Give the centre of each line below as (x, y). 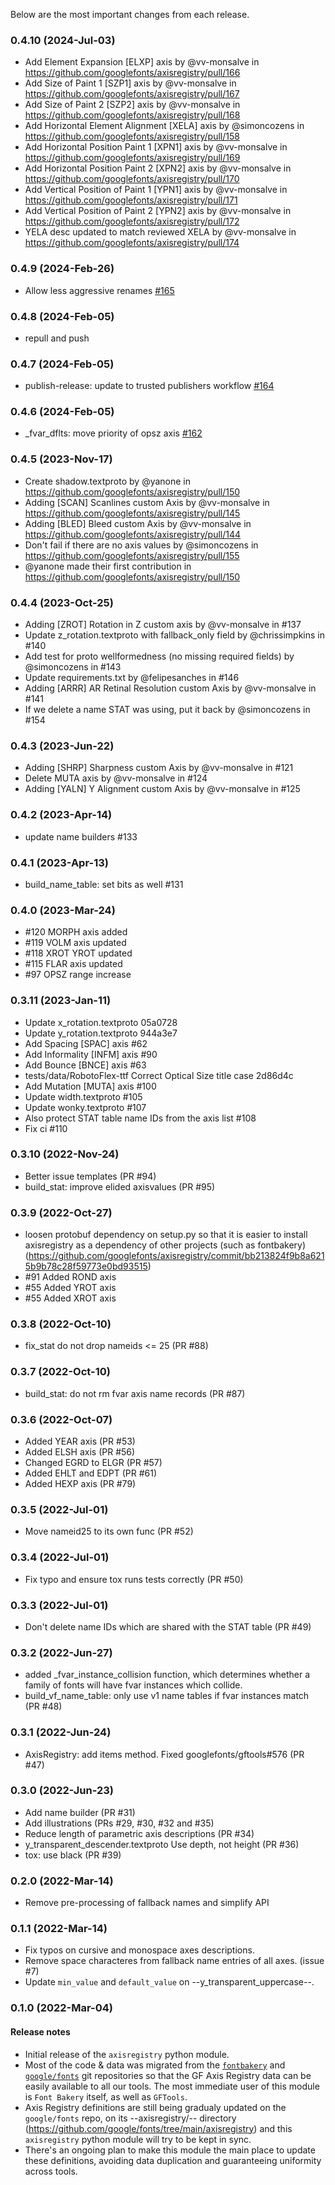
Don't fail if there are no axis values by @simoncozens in (141, 545)
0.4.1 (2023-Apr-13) (59, 862)
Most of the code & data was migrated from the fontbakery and (155, 2065)
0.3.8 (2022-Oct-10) (61, 1324)
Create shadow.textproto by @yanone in (108, 481)
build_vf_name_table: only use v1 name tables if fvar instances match (167, 1696)
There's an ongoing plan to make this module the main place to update (170, 2150)
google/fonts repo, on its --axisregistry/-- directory (130, 2118)
